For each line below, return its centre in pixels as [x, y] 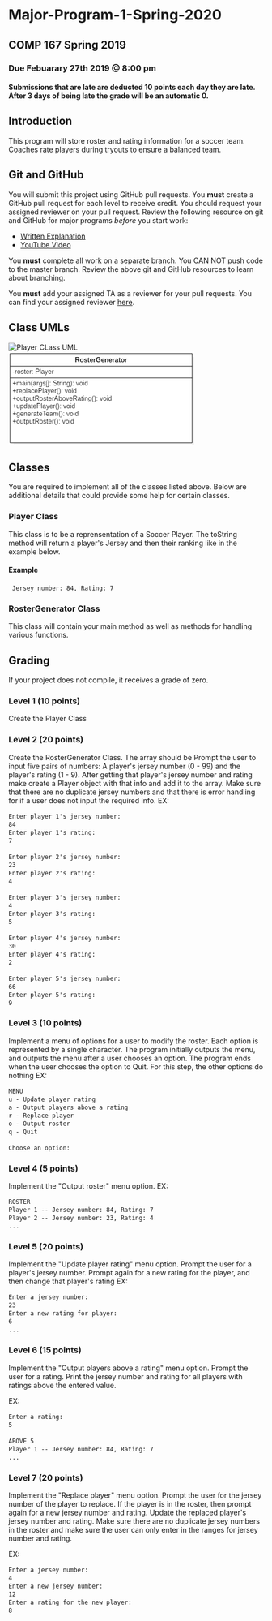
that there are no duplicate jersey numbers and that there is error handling [132, 792]
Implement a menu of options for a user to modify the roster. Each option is [134, 1041]
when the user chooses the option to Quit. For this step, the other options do [136, 1066]
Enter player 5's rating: [52, 995]
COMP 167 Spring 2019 [68, 45]
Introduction [40, 121]
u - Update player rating [52, 1099]
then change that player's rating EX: [68, 1281]
